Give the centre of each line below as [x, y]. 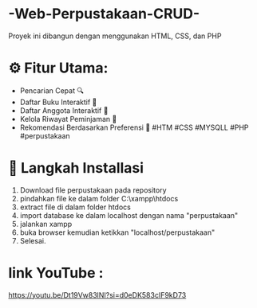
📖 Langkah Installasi [76, 168]
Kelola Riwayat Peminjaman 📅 [68, 119]
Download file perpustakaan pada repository [93, 190]
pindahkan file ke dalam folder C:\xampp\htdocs [99, 198]
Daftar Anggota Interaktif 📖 [64, 110]
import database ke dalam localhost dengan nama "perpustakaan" [129, 215]
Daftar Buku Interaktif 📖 [58, 102]
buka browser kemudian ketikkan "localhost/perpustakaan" [117, 232]
